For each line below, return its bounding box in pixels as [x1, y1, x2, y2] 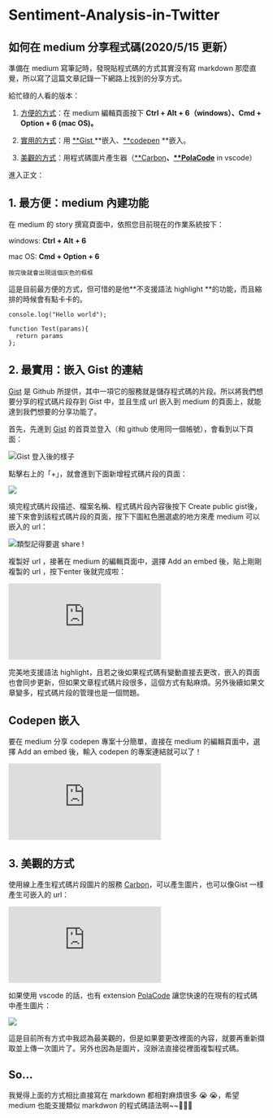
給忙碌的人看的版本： [8, 91, 80, 100]
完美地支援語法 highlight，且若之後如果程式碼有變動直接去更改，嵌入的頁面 [8, 667, 260, 677]
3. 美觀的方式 [8, 857, 75, 870]
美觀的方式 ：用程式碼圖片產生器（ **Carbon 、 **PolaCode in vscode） [19, 153, 257, 162]
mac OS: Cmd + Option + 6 [8, 251, 100, 261]
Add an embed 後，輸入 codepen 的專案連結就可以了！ [17, 747, 202, 756]
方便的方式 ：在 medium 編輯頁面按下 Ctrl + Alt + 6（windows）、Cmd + [19, 108, 262, 117]
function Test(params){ [8, 324, 89, 333]
